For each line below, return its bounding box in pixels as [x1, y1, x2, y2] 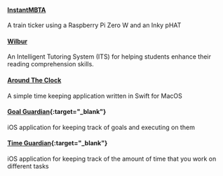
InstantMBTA [7, 6, 46, 14]
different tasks [7, 162, 49, 170]
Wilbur [7, 37, 28, 45]
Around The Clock [7, 76, 62, 84]
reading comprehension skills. [7, 60, 95, 68]
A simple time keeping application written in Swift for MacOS [7, 91, 182, 100]
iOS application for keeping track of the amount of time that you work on [7, 154, 217, 163]
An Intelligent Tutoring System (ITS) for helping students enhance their [7, 52, 212, 61]
